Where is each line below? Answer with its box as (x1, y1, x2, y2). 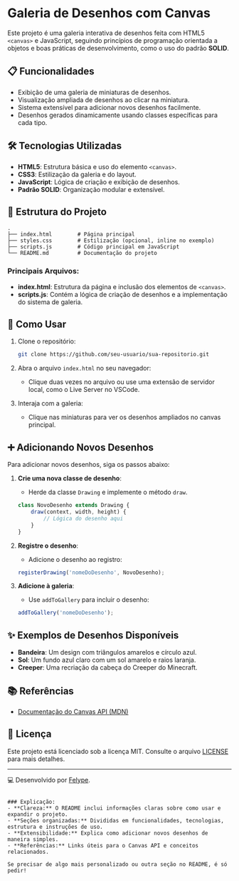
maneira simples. (7, 835, 59, 843)
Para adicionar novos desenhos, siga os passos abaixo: (7, 460, 170, 469)
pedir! (7, 867, 27, 874)
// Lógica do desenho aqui (43, 515, 124, 522)
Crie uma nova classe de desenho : (17, 474, 122, 483)
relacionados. (7, 848, 50, 855)
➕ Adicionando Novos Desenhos (7, 441, 154, 453)
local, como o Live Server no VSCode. (28, 386, 140, 394)
